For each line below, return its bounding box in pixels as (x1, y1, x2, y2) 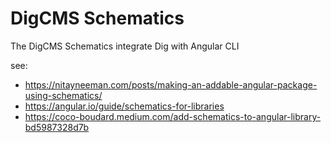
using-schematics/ (24, 89, 103, 101)
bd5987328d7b (24, 121, 90, 133)
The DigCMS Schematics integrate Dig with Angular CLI (10, 40, 240, 52)
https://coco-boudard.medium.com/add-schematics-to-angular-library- (24, 110, 322, 122)
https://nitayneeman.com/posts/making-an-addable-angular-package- (24, 78, 318, 91)
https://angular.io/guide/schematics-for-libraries (24, 100, 225, 112)
